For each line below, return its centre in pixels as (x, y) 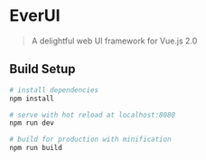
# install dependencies (54, 90)
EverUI (35, 16)
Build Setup (42, 69)
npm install (32, 99)
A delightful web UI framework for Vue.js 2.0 (114, 41)
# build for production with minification (90, 140)
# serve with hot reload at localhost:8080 (93, 115)
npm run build (36, 148)
